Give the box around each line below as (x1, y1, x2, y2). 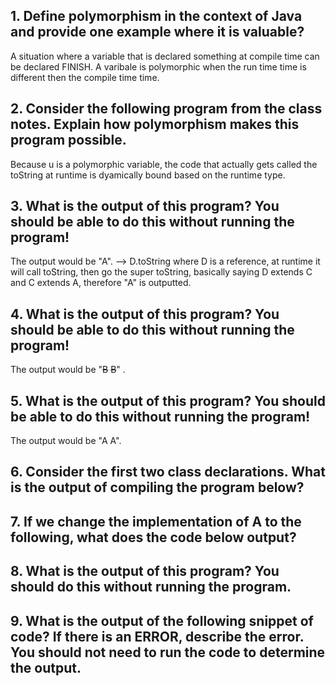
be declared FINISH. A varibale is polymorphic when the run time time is (10, 60, 307, 73)
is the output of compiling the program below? (10, 479, 305, 496)
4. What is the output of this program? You (10, 305, 280, 323)
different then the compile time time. (10, 71, 160, 83)
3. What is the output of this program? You (10, 198, 280, 215)
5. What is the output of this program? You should (10, 392, 326, 409)
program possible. (10, 132, 127, 149)
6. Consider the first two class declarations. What (10, 464, 326, 481)
